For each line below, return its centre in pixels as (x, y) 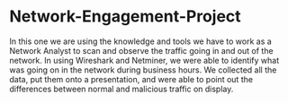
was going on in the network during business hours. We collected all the (143, 70)
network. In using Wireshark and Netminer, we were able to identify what (144, 60)
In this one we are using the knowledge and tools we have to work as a (140, 41)
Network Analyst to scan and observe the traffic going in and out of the (141, 50)
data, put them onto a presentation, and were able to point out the (131, 79)
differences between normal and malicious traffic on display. (121, 89)
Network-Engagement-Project (125, 17)
